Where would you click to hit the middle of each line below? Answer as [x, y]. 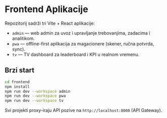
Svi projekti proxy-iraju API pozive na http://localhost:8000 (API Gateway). [83, 110]
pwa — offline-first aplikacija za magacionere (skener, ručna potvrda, [83, 43]
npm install [17, 87]
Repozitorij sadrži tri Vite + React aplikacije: [50, 23]
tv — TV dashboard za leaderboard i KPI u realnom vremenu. [76, 54]
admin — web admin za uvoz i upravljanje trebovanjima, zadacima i [81, 33]
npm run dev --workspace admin [38, 91]
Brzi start [20, 70]
